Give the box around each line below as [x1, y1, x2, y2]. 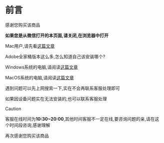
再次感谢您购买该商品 [5, 133, 49, 139]
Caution [5, 105, 21, 112]
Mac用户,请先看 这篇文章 [5, 43, 55, 49]
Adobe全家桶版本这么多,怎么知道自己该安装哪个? [5, 53, 106, 60]
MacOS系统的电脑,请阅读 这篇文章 [5, 74, 74, 80]
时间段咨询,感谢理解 [9, 122, 51, 128]
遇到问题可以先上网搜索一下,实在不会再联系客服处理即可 [5, 85, 121, 91]
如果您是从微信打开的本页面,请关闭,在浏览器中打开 [5, 32, 109, 38]
